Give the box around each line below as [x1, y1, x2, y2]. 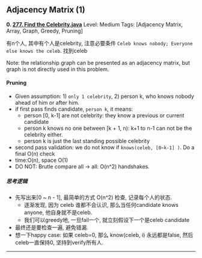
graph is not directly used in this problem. [6, 66, 109, 73]
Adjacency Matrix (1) [6, 5, 85, 15]
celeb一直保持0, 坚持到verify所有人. [14, 239, 104, 246]
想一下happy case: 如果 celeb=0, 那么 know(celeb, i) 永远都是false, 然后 [14, 231, 194, 238]
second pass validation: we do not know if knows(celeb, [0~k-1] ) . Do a [14, 144, 195, 151]
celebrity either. [23, 131, 63, 138]
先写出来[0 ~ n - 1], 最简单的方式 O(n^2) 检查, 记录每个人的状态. [14, 194, 173, 201]
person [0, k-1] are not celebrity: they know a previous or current [23, 112, 185, 119]
